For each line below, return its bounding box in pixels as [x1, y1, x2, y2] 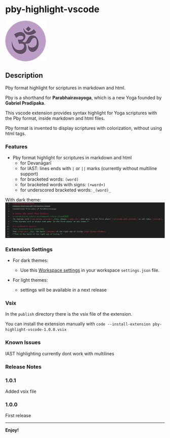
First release [5, 413, 31, 419]
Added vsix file [5, 388, 36, 394]
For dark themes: [12, 257, 49, 263]
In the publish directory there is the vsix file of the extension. [5, 311, 133, 317]
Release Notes [5, 363, 42, 370]
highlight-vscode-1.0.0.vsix [5, 327, 67, 332]
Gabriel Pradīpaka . [5, 100, 46, 106]
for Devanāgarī [20, 160, 52, 166]
